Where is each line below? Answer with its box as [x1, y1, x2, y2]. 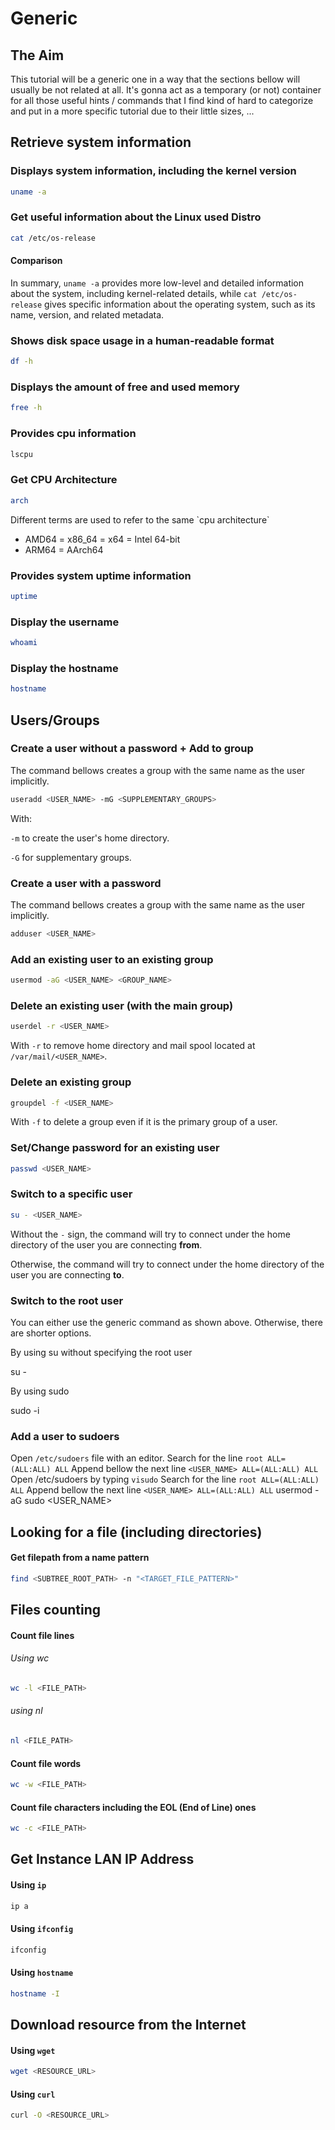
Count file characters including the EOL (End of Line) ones [10, 1801, 257, 1813]
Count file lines [10, 1629, 75, 1641]
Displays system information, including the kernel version [10, 164, 297, 178]
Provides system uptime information [10, 568, 192, 582]
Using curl [10, 2088, 56, 2100]
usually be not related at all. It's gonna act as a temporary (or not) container [10, 84, 322, 96]
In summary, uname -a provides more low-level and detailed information [10, 277, 305, 289]
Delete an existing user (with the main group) [10, 998, 234, 1012]
